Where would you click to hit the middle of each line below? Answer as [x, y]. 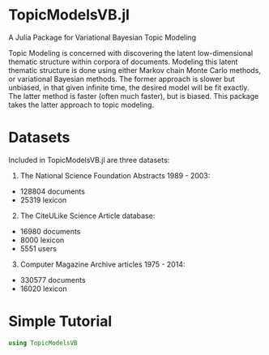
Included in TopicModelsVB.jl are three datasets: [89, 160]
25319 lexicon [43, 199]
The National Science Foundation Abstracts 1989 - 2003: [115, 175]
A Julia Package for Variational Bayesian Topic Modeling [102, 37]
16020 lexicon [43, 289]
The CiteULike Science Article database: [88, 216]
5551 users [38, 248]
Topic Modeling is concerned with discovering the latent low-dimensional [131, 53]
